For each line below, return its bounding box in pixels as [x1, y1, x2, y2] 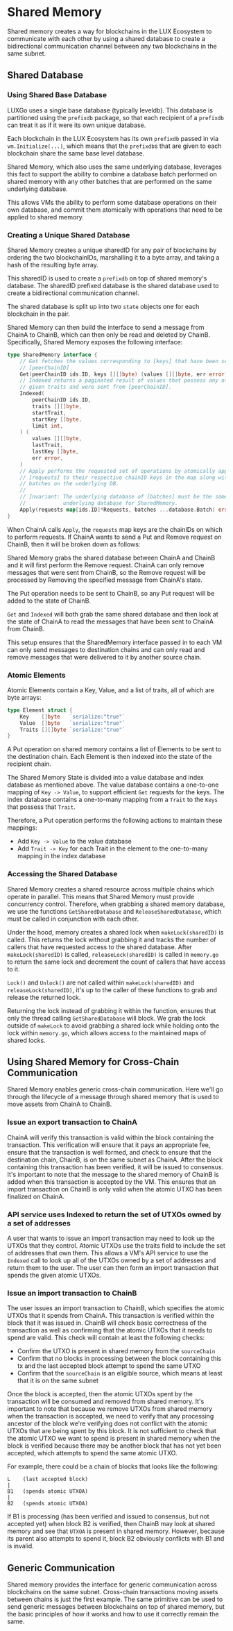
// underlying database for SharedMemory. [19, 500, 178, 507]
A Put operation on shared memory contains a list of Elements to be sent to [7, 745, 222, 753]
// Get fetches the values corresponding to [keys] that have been [19, 358, 218, 365]
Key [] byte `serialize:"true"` [19, 713, 126, 720]
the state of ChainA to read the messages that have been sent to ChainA [7, 617, 214, 626]
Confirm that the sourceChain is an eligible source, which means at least [17, 1369, 223, 1378]
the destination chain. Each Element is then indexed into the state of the [7, 753, 212, 761]
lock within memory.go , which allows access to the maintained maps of [7, 1028, 207, 1037]
